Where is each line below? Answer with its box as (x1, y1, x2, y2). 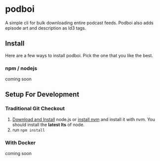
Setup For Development (5, 90, 80, 99)
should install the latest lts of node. (12, 121, 85, 127)
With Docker (5, 139, 36, 146)
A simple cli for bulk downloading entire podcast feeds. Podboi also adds (5, 20, 154, 26)
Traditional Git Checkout (5, 105, 65, 112)
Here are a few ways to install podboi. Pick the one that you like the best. (5, 52, 153, 58)
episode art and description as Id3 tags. (5, 25, 86, 31)
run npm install (12, 127, 45, 133)
